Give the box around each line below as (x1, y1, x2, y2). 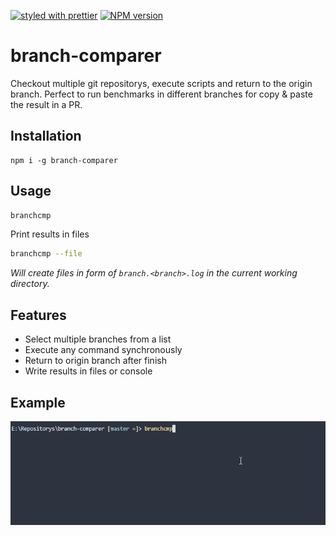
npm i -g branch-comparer (10, 155, 118, 165)
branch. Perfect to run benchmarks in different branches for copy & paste (10, 88, 313, 100)
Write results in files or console (24, 365, 153, 377)
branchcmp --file (10, 249, 83, 259)
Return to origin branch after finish (24, 355, 167, 367)
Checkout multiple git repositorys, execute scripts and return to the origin (10, 77, 313, 89)
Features (10, 306, 67, 324)
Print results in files (10, 228, 90, 240)
